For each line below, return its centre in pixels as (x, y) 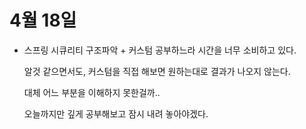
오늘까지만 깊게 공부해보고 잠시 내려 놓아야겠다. (116, 113)
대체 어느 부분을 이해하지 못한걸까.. (92, 92)
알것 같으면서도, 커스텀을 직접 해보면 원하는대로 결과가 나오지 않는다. (157, 71)
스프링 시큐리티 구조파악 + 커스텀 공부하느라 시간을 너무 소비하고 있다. (160, 50)
